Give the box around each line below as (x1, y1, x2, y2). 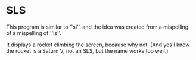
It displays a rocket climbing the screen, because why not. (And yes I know (6, 41, 190, 48)
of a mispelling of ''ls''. (6, 29, 62, 36)
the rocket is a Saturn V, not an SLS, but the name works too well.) (6, 47, 169, 54)
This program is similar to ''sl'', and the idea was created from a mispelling (6, 23, 189, 30)
